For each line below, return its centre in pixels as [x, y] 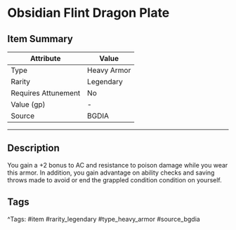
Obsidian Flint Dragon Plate [88, 13]
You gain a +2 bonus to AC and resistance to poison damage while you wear [118, 165]
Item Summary [40, 39]
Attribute [46, 59]
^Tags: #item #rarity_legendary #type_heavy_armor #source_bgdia [104, 219]
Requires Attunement [46, 93]
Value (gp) [28, 104]
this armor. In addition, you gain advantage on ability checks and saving [111, 172]
